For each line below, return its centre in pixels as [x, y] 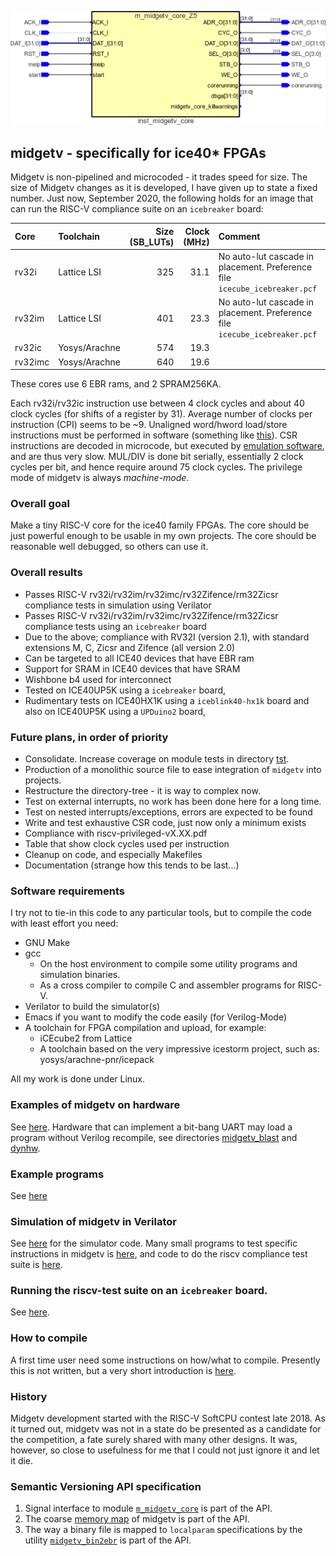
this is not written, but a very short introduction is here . [123, 1370]
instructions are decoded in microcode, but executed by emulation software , [167, 446]
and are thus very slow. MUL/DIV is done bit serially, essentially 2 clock [157, 457]
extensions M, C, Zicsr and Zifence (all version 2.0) [130, 647]
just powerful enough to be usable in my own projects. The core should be [163, 536]
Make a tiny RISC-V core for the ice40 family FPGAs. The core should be [160, 525]
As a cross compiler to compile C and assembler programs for [167, 985]
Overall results [46, 573]
